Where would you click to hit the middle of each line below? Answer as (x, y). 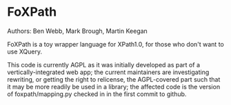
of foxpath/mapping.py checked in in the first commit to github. (97, 94)
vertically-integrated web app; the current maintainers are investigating (108, 72)
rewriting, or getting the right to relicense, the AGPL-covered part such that (114, 79)
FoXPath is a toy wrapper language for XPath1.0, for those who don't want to (115, 44)
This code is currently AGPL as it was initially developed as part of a (103, 65)
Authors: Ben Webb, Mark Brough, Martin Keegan (78, 31)
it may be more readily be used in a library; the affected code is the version (114, 86)
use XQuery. (25, 51)
